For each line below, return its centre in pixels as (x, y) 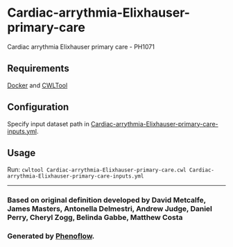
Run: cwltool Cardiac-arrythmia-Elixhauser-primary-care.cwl (97, 170)
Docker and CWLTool (37, 85)
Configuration (38, 107)
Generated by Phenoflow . (51, 236)
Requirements (38, 68)
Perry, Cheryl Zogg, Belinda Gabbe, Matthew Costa (95, 218)
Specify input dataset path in (49, 123)
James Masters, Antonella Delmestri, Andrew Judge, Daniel (110, 209)
